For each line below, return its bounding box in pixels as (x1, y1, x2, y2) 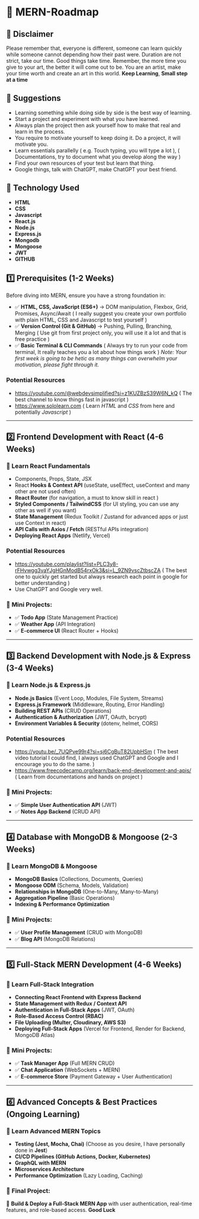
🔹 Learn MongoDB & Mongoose (6, 862, 98, 870)
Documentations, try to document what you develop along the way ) (14, 153, 181, 160)
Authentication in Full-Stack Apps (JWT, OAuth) (14, 1006, 135, 1013)
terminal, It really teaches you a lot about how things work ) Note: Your (14, 349, 187, 356)
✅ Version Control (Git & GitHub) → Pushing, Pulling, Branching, (14, 323, 173, 330)
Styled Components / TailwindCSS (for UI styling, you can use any (14, 500, 179, 508)
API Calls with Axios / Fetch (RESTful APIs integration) (14, 526, 149, 533)
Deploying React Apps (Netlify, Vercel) (14, 532, 111, 539)
